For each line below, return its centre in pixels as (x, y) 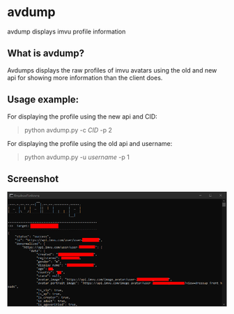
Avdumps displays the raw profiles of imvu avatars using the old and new (112, 70)
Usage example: (43, 99)
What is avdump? (46, 53)
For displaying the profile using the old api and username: (90, 143)
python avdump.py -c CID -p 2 (68, 130)
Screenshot (33, 179)
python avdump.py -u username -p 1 (77, 157)
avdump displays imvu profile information (67, 31)
